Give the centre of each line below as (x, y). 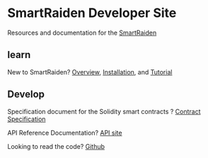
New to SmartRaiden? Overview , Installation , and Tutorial (90, 72)
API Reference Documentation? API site (65, 132)
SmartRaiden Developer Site (92, 13)
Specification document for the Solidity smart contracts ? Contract (104, 111)
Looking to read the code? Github (56, 146)
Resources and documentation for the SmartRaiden (82, 33)
